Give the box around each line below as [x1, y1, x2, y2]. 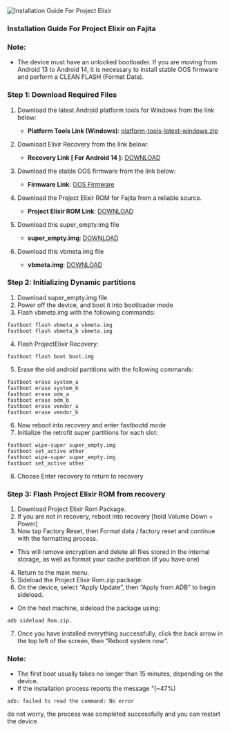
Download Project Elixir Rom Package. [17, 505, 126, 513]
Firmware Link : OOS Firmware [27, 180, 115, 188]
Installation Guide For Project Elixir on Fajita [7, 24, 157, 33]
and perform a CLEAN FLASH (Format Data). [17, 73, 144, 81]
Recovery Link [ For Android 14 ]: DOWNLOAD [27, 153, 161, 162]
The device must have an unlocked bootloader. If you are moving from [17, 58, 218, 66]
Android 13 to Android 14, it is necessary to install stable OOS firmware [17, 66, 219, 74]
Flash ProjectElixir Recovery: [17, 340, 99, 348]
